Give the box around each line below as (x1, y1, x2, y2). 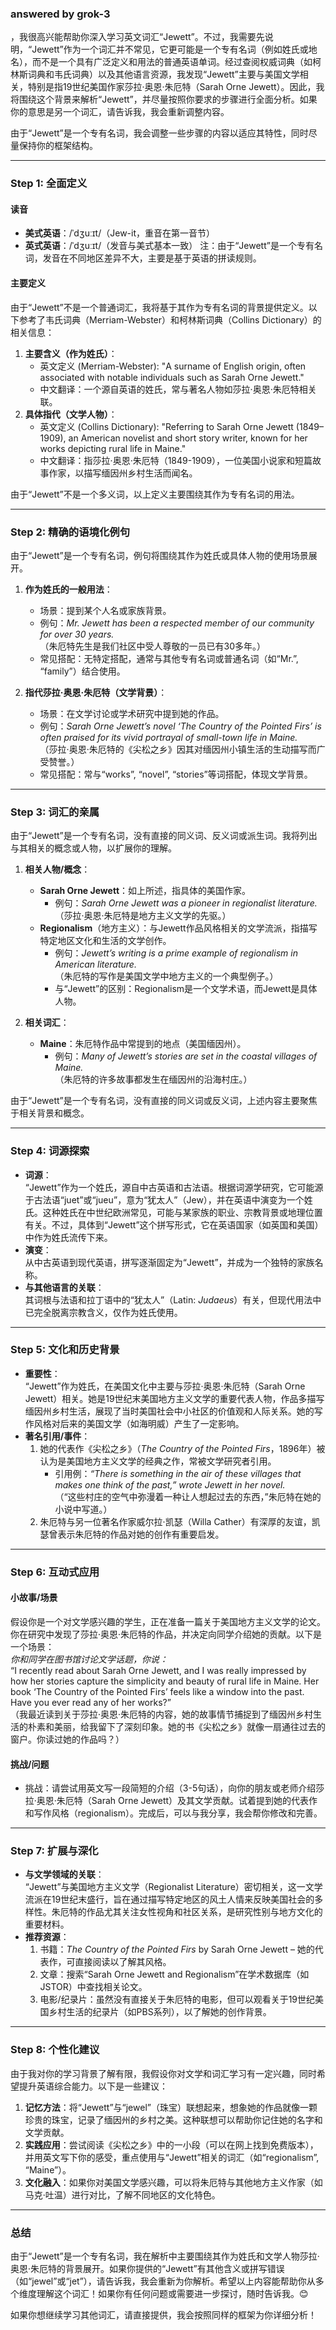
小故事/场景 (10, 1592, 58, 1604)
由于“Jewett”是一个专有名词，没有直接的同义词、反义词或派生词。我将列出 (10, 830, 318, 842)
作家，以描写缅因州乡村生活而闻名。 (48, 467, 198, 479)
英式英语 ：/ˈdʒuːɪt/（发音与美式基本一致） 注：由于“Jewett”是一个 (24, 240, 297, 252)
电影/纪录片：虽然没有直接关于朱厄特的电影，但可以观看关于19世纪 (39, 1993, 316, 2006)
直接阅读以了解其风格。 (74, 1956, 172, 1968)
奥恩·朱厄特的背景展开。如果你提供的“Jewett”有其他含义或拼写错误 (10, 2263, 285, 2275)
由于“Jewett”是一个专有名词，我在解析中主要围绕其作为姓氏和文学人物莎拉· (10, 2250, 320, 2262)
